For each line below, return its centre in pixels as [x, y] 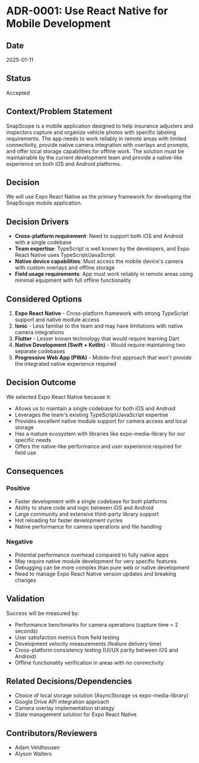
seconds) [26, 631]
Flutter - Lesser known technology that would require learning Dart [97, 339]
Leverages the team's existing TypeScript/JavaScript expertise [91, 415]
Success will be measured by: [43, 613]
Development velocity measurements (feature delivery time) [88, 643]
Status [19, 79]
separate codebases [40, 351]
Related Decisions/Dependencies [69, 681]
